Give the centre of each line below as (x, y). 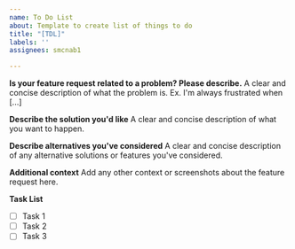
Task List (26, 199)
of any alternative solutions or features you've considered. (116, 155)
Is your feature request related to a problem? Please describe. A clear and (147, 83)
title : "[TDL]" (37, 34)
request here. (34, 182)
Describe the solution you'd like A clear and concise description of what (143, 120)
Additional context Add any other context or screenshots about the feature (147, 173)
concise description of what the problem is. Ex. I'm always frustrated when (146, 93)
